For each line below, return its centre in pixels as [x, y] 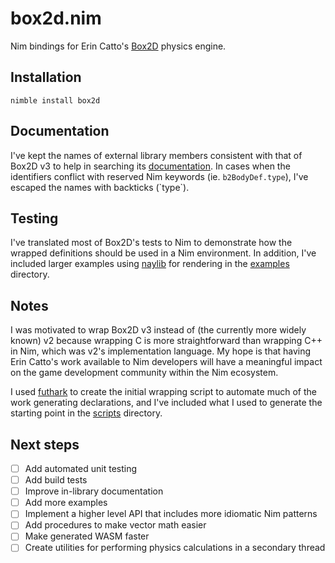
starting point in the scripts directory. [86, 413]
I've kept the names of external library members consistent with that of [156, 155]
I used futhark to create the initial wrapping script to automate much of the [163, 392]
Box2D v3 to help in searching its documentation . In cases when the [150, 166]
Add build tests [56, 480]
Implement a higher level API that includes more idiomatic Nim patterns [171, 514]
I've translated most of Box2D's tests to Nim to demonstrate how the [151, 243]
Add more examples [66, 503]
